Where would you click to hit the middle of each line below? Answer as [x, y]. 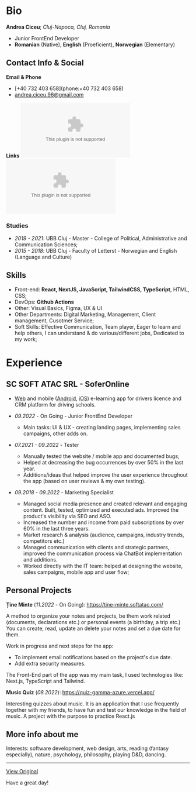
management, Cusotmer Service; [54, 321]
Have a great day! [27, 783]
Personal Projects [39, 590]
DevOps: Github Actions [44, 302]
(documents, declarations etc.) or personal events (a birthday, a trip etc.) [93, 622]
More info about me [42, 734]
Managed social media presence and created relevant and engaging [105, 504]
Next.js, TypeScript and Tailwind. [46, 681]
